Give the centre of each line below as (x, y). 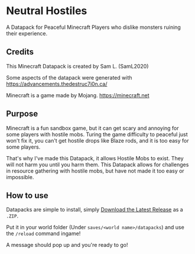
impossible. (20, 177)
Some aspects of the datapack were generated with (69, 77)
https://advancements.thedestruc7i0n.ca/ (57, 84)
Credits (20, 52)
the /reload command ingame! (43, 233)
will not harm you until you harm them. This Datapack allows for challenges (97, 164)
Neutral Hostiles (47, 11)
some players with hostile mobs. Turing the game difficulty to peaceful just (97, 134)
